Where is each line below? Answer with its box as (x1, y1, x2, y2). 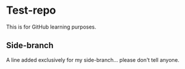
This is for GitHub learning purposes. (6, 23, 97, 30)
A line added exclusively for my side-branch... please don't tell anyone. (6, 56, 180, 63)
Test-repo (6, 4, 56, 17)
